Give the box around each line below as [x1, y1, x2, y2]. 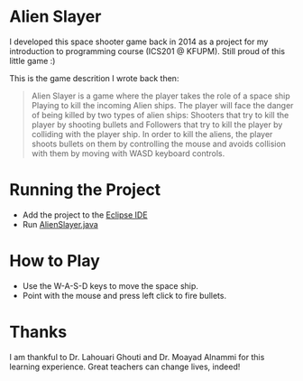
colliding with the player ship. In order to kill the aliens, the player [31, 128, 273, 139]
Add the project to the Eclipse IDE [22, 209, 148, 220]
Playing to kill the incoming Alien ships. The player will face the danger [31, 99, 294, 110]
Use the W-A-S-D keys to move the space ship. [22, 280, 198, 291]
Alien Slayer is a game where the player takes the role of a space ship [31, 90, 290, 101]
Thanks [9, 322, 68, 342]
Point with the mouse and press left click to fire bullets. [22, 290, 227, 301]
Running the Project [9, 180, 161, 200]
